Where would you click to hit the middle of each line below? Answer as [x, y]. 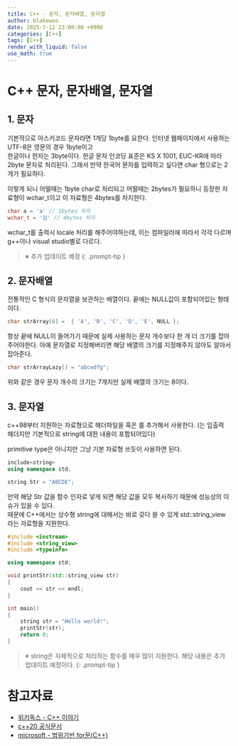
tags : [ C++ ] [25, 41]
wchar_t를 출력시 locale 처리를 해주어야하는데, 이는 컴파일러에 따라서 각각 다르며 [119, 232]
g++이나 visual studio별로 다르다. [54, 241]
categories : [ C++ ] [34, 34]
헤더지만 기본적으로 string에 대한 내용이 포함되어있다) [81, 434]
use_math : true [30, 54]
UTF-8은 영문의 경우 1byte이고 [50, 147]
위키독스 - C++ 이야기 [48, 717]
